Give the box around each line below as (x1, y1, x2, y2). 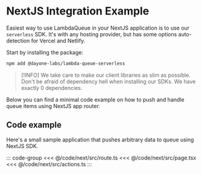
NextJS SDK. (6, 142, 39, 149)
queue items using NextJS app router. (6, 102, 101, 109)
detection (6, 37, 30, 44)
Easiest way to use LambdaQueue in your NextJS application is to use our (6, 24, 190, 31)
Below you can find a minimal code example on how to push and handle (6, 95, 185, 103)
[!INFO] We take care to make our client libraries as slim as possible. (21, 71, 191, 79)
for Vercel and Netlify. (31, 37, 86, 44)
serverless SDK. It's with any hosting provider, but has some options (6, 30, 177, 37)
